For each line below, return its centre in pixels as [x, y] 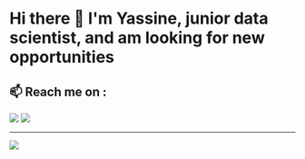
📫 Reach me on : [58, 91]
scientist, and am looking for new [137, 38]
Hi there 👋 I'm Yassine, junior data [139, 19]
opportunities [62, 57]
